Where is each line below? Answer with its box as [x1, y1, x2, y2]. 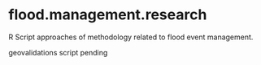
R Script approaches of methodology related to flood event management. [8, 32, 254, 42]
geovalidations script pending [8, 47, 108, 57]
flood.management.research [8, 6, 207, 24]
